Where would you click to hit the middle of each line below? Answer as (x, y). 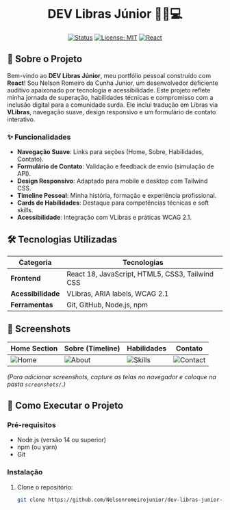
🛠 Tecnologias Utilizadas (62, 240)
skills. (25, 210)
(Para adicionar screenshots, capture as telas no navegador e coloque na (112, 377)
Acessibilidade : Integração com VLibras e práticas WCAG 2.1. (104, 218)
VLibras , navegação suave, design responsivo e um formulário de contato (112, 112)
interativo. (21, 119)
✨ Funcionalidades (39, 137)
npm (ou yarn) (37, 447)
